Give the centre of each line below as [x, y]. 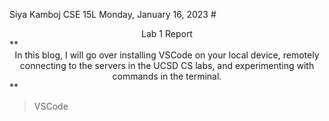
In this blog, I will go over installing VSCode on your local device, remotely [167, 55]
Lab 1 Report [167, 33]
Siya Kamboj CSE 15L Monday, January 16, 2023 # [113, 14]
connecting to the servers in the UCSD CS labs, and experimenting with [167, 65]
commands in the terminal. [167, 76]
